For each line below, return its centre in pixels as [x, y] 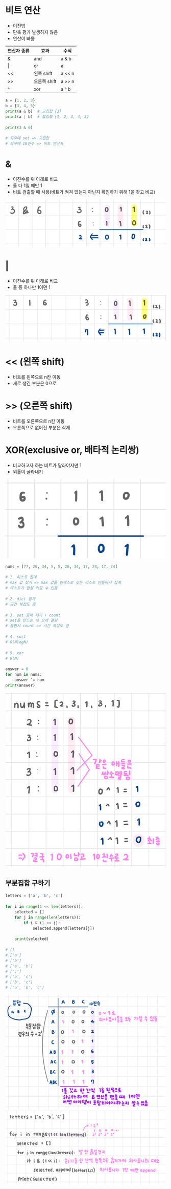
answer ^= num [29, 680]
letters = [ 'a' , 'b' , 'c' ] [34, 896]
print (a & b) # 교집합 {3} [34, 111]
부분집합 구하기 [28, 883]
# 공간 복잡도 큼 [20, 604]
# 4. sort [16, 637]
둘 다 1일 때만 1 [27, 185]
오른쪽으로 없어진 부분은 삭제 [41, 427]
